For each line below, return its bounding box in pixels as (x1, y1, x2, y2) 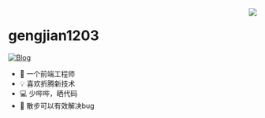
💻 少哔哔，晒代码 (19, 88, 78, 98)
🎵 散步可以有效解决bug (19, 101, 95, 110)
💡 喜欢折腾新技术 (19, 79, 76, 88)
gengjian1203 (8, 27, 100, 45)
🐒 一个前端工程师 (19, 68, 75, 78)
